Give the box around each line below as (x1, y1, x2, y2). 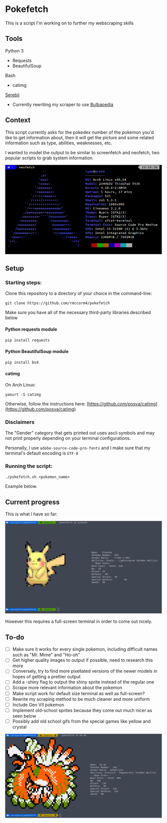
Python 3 (5, 47, 24, 53)
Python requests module (5, 326, 57, 332)
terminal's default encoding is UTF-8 (5, 450, 79, 456)
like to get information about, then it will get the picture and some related (5, 134, 154, 140)
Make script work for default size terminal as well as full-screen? (12, 690, 145, 696)
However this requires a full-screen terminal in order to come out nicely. (5, 618, 153, 625)
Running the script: (5, 462, 53, 469)
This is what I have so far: (5, 511, 58, 517)
